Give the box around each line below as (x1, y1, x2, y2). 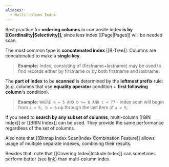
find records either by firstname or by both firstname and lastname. (17, 68, 160, 74)
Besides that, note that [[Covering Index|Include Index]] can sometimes (5, 150, 156, 156)
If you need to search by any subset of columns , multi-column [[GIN (5, 114, 151, 120)
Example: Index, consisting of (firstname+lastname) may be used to (17, 62, 162, 69)
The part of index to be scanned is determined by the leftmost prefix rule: (5, 78, 163, 84)
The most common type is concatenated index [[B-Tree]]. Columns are (5, 47, 156, 53)
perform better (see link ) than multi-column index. (5, 156, 111, 162)
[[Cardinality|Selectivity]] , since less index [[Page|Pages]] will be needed (5, 32, 163, 38)
